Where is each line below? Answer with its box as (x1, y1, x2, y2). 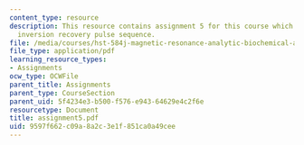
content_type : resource (9, 13, 100, 23)
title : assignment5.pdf (9, 113, 100, 122)
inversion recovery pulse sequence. (17, 30, 156, 39)
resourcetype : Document (9, 105, 100, 114)
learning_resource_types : (9, 55, 107, 64)
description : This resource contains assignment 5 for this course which (9, 22, 294, 31)
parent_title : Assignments (9, 80, 111, 89)
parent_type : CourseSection (9, 88, 116, 97)
